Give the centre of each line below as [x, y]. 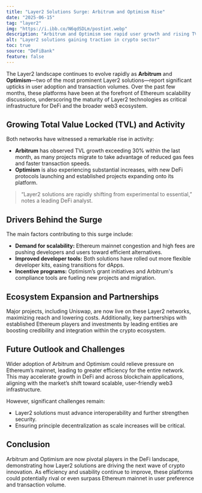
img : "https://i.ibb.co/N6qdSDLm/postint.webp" [67, 29]
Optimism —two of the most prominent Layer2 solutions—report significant [99, 80]
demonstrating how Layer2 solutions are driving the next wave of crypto [96, 465]
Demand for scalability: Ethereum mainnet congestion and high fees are [105, 246]
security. [26, 419]
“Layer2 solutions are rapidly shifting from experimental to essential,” [106, 194]
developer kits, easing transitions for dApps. [70, 265]
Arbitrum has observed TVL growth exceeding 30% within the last [97, 150]
